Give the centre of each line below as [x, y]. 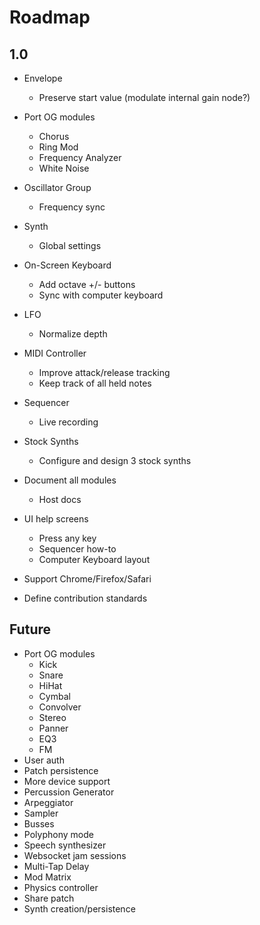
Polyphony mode [58, 834]
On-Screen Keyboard [67, 265]
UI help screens [56, 519]
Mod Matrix [47, 877]
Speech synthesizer [65, 845]
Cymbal [54, 696]
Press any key [67, 538]
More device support [67, 781]
